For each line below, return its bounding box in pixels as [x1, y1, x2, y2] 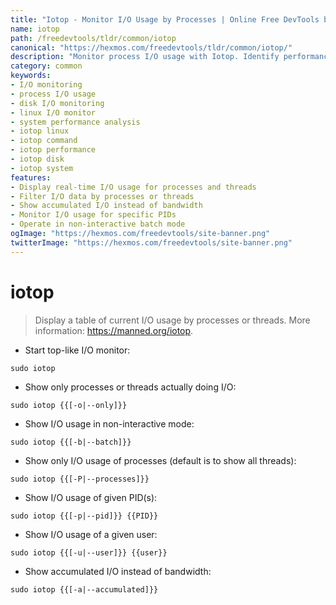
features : [10, 172, 52, 183]
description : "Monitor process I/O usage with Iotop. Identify [10, 52, 280, 62]
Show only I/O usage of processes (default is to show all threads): [24, 454, 297, 466]
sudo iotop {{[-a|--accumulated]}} [10, 584, 159, 595]
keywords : [10, 71, 52, 81]
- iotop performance [10, 145, 97, 155]
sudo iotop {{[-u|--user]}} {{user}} [10, 547, 168, 558]
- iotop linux [10, 126, 70, 136]
